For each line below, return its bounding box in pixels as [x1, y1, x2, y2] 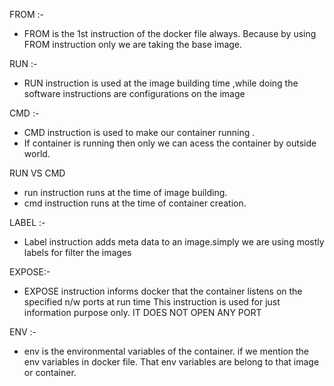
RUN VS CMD [9, 167, 66, 179]
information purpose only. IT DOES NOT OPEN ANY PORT [23, 307, 262, 318]
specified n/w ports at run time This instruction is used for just [23, 296, 281, 308]
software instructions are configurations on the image [23, 88, 246, 99]
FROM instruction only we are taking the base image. [23, 39, 243, 50]
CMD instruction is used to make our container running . [23, 127, 256, 138]
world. [23, 148, 51, 159]
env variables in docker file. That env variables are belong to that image [23, 356, 320, 368]
